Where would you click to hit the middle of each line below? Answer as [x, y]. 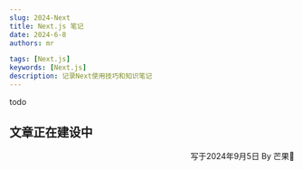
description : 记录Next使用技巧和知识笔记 [81, 76]
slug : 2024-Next [40, 18]
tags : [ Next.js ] [40, 60]
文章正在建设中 [51, 132]
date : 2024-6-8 [38, 34]
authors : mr [32, 43]
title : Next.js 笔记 [47, 26]
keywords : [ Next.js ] [48, 68]
